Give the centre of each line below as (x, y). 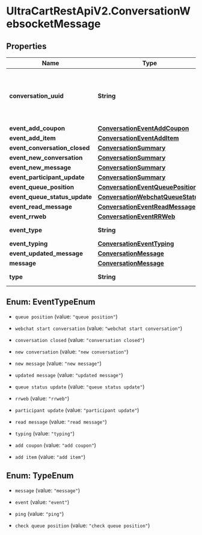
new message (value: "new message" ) (58, 363)
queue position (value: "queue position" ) (66, 316)
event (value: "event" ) (42, 502)
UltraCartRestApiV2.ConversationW (98, 11)
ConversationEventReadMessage (147, 207)
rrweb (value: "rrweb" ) (42, 398)
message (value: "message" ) (47, 490)
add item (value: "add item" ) (50, 457)
